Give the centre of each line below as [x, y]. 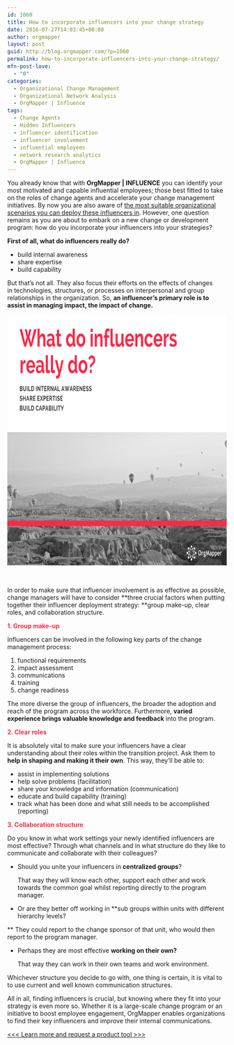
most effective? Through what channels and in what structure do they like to [117, 846]
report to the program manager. [53, 937]
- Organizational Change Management [67, 88]
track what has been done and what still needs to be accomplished [114, 804]
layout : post [26, 44]
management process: [39, 647]
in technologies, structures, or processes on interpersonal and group [106, 291]
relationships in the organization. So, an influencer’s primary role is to [108, 298]
